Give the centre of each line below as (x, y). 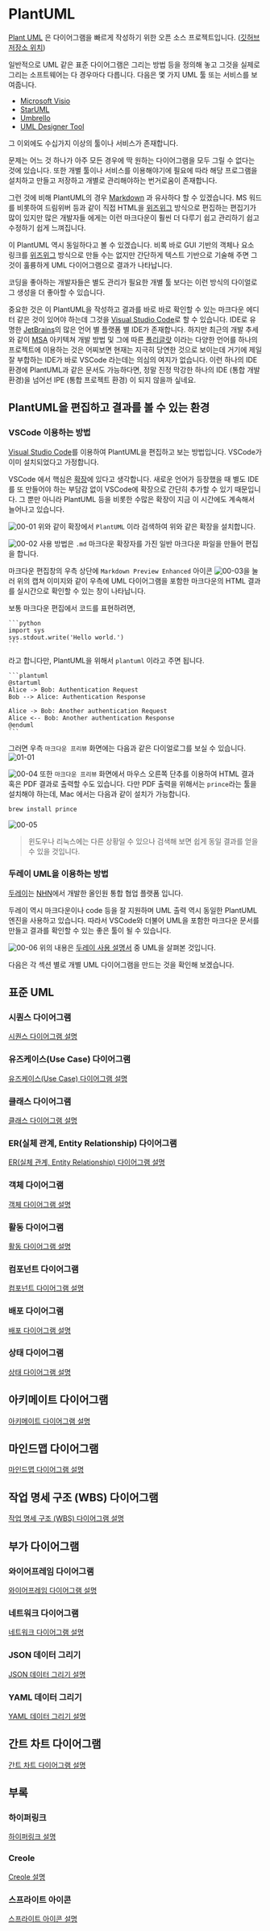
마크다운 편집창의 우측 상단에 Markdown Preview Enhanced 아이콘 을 (129, 571)
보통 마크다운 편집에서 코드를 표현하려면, (72, 608)
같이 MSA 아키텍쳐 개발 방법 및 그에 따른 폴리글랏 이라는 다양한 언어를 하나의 (137, 339)
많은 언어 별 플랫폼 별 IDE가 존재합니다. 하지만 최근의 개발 (154, 329)
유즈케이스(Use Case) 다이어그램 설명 (68, 1078)
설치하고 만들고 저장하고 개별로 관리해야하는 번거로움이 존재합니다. (113, 180)
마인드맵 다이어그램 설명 (46, 1470)
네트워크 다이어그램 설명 (46, 1632)
